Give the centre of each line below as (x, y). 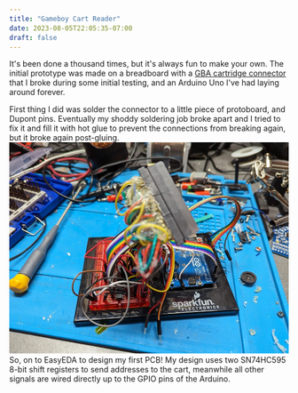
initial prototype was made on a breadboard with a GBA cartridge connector (148, 73)
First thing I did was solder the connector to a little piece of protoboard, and (147, 109)
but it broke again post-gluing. (64, 138)
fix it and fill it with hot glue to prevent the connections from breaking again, (148, 128)
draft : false (33, 37)
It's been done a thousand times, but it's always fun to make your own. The (146, 64)
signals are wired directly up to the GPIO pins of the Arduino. (120, 379)
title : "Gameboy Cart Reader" (65, 19)
